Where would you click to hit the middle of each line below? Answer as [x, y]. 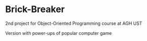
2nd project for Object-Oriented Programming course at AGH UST [74, 23]
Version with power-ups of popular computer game [59, 33]
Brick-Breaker [35, 9]
